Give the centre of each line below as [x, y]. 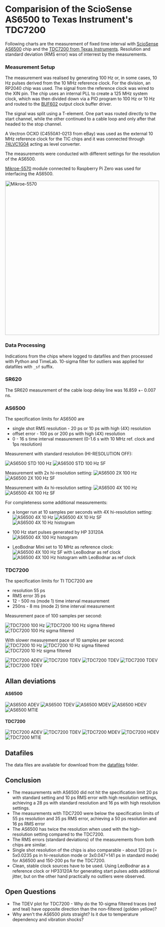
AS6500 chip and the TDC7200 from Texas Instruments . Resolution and [78, 49]
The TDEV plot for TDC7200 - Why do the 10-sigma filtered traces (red [84, 904]
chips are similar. [29, 845]
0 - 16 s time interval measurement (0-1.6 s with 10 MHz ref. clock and [83, 439]
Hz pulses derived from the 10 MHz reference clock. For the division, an [78, 83]
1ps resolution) [27, 444]
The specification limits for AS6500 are [45, 419]
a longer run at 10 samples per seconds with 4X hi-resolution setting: [82, 512]
